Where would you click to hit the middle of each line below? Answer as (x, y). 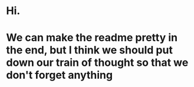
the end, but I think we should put (89, 50)
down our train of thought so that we (97, 63)
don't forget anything (60, 75)
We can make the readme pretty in (92, 38)
